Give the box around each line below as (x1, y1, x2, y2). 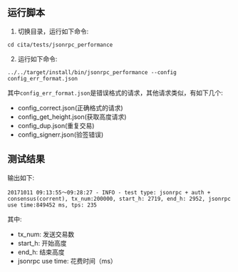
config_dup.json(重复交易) (17, 121, 95, 130)
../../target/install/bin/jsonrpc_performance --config (7, 68, 177, 76)
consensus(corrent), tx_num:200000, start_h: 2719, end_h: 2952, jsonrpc (7, 195, 232, 202)
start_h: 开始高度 (17, 239, 67, 247)
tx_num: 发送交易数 (17, 230, 75, 239)
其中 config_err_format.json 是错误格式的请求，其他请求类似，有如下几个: (7, 88, 223, 97)
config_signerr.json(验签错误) (17, 130, 104, 139)
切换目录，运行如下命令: (17, 27, 89, 36)
